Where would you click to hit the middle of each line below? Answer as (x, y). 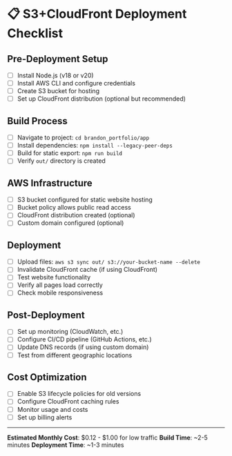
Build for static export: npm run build (70, 153)
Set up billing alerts (45, 417)
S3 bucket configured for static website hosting (85, 200)
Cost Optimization (47, 377)
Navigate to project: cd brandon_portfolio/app (83, 138)
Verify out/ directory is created (61, 161)
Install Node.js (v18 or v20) (56, 75)
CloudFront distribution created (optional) (76, 215)
